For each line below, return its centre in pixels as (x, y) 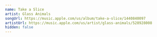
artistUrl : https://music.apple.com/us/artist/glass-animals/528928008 (78, 23)
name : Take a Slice (25, 9)
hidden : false (19, 27)
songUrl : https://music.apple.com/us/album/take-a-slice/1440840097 (75, 18)
